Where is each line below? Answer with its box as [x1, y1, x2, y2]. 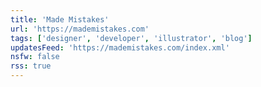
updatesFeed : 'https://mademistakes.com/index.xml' [10, 42, 230, 53]
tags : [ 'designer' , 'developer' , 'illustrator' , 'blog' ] [10, 33, 253, 43]
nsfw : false [10, 52, 60, 62]
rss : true [10, 61, 52, 71]
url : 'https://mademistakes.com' [10, 24, 150, 34]
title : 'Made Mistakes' [10, 14, 110, 25]
